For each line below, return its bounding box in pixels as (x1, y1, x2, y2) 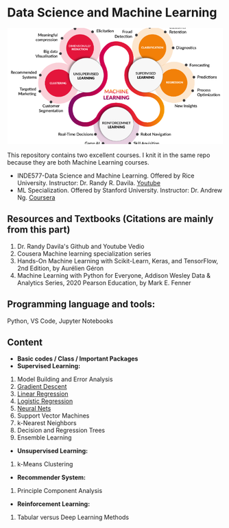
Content (7, 336, 43, 348)
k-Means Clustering (16, 460, 73, 468)
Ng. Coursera (16, 193, 56, 202)
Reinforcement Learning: (16, 500, 91, 508)
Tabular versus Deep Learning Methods (16, 513, 129, 522)
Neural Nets (16, 405, 51, 413)
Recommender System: (16, 473, 86, 481)
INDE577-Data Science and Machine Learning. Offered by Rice (16, 171, 195, 180)
